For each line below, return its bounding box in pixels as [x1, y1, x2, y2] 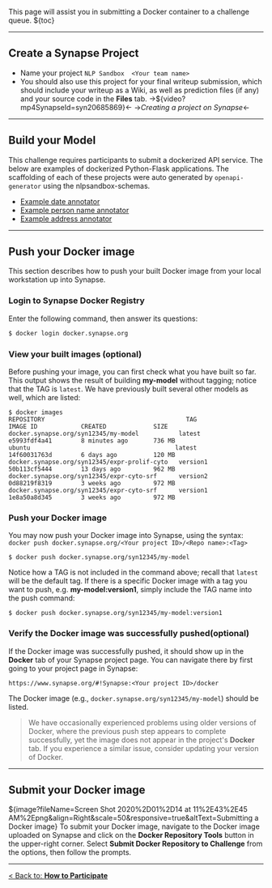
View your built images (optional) [8, 348, 142, 360]
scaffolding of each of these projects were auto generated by [8, 172, 213, 181]
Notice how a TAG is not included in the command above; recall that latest [8, 567, 259, 578]
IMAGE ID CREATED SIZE [8, 422, 168, 430]
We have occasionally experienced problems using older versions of [28, 717, 257, 728]
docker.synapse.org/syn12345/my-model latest [8, 429, 201, 438]
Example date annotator [19, 196, 100, 206]
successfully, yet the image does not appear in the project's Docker [28, 735, 255, 745]
